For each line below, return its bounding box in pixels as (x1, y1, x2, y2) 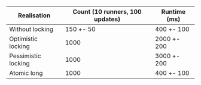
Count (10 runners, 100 (72, 8, 142, 15)
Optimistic (9, 35, 38, 43)
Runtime (161, 8, 186, 15)
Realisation (17, 11, 51, 20)
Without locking (9, 25, 54, 33)
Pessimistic (9, 52, 41, 60)
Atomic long (9, 69, 43, 77)
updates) (93, 15, 121, 23)
